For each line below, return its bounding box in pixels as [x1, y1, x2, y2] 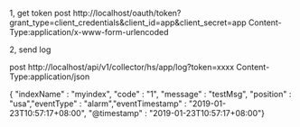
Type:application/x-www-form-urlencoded [9, 27, 169, 37]
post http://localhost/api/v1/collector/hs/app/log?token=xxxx [9, 62, 235, 72]
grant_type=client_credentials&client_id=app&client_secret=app [9, 17, 247, 28]
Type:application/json [9, 71, 90, 82]
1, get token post [9, 8, 71, 18]
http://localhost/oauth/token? [72, 8, 182, 18]
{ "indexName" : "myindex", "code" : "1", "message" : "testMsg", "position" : [9, 89, 292, 99]
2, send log [9, 44, 52, 55]
